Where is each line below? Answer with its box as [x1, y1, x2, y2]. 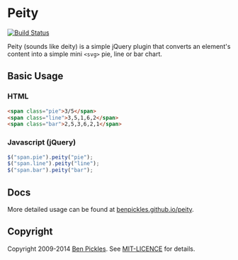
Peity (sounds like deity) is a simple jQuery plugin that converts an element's [7, 42, 231, 50]
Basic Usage [7, 70, 64, 82]
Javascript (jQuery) [7, 137, 76, 147]
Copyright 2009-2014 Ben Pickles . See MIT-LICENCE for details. [7, 244, 195, 253]
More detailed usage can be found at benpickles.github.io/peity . [7, 205, 195, 213]
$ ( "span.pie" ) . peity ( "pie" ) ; [7, 154, 93, 161]
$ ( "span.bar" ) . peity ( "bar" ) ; [7, 166, 93, 174]
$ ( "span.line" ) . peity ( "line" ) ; [7, 160, 100, 167]
